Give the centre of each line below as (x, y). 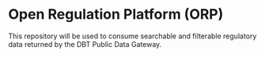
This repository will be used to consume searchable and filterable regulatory (132, 36)
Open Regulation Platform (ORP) (116, 14)
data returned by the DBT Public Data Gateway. (85, 44)
